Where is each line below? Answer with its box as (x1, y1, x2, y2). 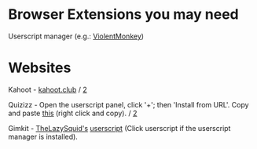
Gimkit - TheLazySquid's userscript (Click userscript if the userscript (8, 123, 231, 133)
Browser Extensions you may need (8, 5, 239, 24)
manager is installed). (8, 132, 79, 141)
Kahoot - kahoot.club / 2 (8, 85, 88, 94)
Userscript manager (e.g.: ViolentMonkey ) (8, 31, 144, 41)
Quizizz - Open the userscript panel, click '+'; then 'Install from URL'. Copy (8, 100, 249, 109)
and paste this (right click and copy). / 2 (8, 108, 138, 118)
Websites (8, 59, 72, 77)
